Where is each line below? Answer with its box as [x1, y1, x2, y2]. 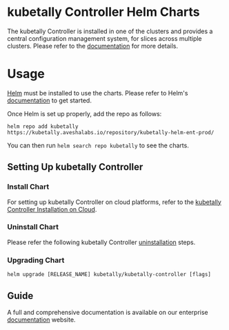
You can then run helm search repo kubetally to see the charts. [7, 141, 190, 149]
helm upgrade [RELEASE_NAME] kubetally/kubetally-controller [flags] [7, 271, 212, 278]
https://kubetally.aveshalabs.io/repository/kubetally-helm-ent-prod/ [7, 129, 215, 136]
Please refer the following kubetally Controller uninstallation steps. [7, 238, 196, 246]
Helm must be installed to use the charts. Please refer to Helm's [7, 89, 188, 97]
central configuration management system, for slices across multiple [7, 34, 202, 42]
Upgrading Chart [7, 255, 65, 265]
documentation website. [7, 315, 76, 324]
